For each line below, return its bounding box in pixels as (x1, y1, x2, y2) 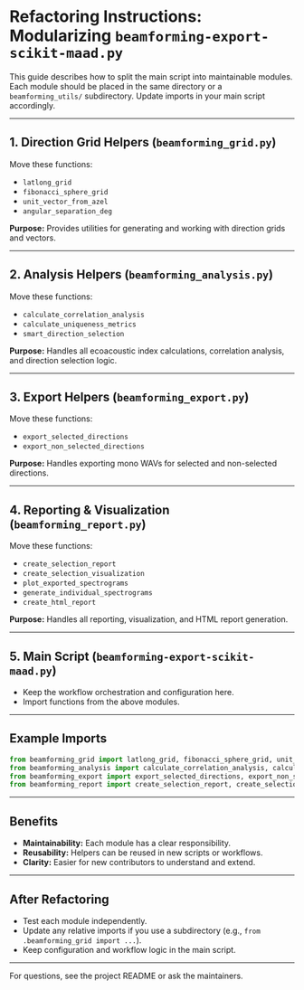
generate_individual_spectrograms (22, 589, 153, 598)
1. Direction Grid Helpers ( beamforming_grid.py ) (9, 135, 277, 150)
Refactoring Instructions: (9, 6, 203, 27)
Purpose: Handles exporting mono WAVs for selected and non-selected (9, 458, 278, 469)
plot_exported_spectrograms (22, 579, 128, 589)
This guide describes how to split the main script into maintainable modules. (9, 71, 293, 82)
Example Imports (9, 731, 108, 747)
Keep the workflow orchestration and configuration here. (22, 687, 234, 697)
